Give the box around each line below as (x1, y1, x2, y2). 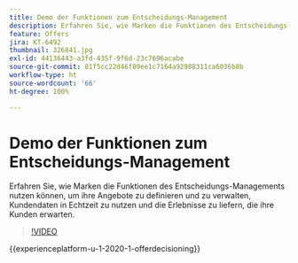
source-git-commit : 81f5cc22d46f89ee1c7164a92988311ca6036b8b (9, 63, 244, 72)
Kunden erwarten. (9, 209, 75, 220)
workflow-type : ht (9, 71, 77, 80)
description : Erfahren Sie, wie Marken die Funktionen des (9, 21, 232, 30)
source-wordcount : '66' (9, 79, 98, 88)
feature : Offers (9, 29, 69, 38)
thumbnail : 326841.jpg (9, 46, 93, 55)
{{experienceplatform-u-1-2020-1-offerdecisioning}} (9, 244, 201, 254)
